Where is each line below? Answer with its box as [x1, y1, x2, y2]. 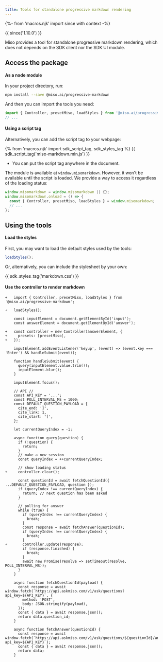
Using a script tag [5, 125, 42, 131]
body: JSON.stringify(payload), [22, 602, 88, 607]
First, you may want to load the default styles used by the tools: [5, 246, 132, 251]
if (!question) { [17, 440, 53, 445]
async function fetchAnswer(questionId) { [14, 627, 101, 632]
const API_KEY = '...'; [14, 393, 62, 398]
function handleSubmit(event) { [14, 359, 79, 364]
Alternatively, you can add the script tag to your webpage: [5, 137, 121, 143]
